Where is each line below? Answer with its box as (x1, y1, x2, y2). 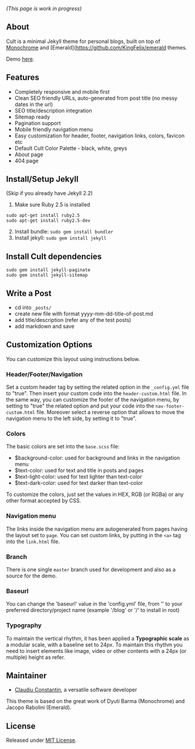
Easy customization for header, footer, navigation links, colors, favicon (14, 132, 185, 139)
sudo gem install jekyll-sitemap (6, 272, 88, 278)
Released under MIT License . (6, 737, 77, 744)
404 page (14, 157, 39, 164)
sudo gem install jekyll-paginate (6, 267, 91, 273)
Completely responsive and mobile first (14, 88, 110, 95)
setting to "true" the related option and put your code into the (6, 402, 154, 409)
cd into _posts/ (14, 304, 52, 311)
